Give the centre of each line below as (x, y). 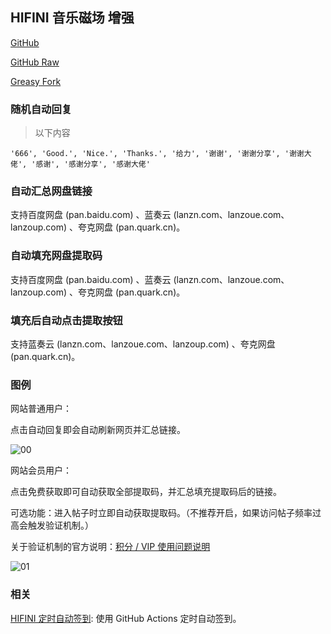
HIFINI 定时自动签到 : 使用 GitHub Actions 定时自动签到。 (126, 618)
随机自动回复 (41, 109)
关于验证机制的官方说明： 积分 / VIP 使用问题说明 (110, 547)
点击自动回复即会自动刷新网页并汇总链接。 (98, 430)
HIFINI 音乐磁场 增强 (72, 18)
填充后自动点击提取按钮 (66, 320)
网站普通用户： (41, 409)
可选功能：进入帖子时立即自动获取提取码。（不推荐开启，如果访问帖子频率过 (166, 513)
